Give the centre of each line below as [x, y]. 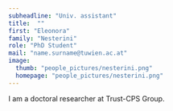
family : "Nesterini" [43, 38]
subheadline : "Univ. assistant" [62, 16]
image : [19, 61]
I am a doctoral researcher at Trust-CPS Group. [86, 98]
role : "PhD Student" [43, 46]
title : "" [27, 23]
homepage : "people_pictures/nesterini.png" [89, 76]
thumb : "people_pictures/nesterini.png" [84, 68]
